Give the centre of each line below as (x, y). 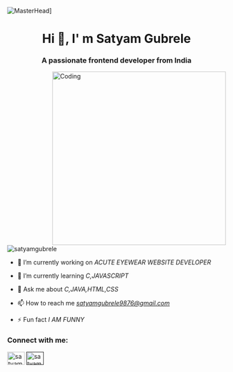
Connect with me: (38, 340)
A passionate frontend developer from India (116, 60)
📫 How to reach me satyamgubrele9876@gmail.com (93, 303)
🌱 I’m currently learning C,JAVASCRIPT (73, 276)
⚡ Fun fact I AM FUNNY (51, 320)
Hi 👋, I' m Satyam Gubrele (116, 39)
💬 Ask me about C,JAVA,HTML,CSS (68, 289)
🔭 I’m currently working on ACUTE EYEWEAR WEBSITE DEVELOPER (114, 262)
